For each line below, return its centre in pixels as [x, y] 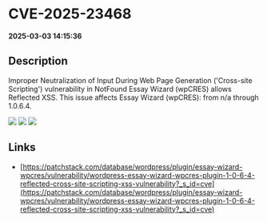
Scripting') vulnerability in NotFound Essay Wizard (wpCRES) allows [120, 89]
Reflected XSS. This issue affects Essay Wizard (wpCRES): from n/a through [134, 97]
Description [38, 61]
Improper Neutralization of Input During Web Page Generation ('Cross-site [131, 80]
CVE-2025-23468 [70, 14]
